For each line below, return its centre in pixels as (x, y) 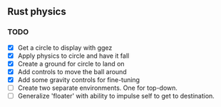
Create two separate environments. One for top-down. (98, 88)
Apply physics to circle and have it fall (73, 56)
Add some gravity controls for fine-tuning (79, 80)
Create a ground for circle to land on (71, 63)
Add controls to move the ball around (72, 71)
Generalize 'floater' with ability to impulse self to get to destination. (116, 96)
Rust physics (37, 12)
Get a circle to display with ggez (65, 47)
